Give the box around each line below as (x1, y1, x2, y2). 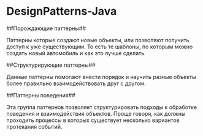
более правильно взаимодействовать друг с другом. (6, 80, 146, 87)
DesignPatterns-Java (6, 4, 117, 18)
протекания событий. (6, 123, 63, 130)
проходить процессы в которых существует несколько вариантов (6, 116, 180, 124)
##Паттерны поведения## (6, 91, 75, 99)
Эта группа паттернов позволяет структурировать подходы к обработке (6, 103, 197, 111)
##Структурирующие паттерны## (6, 61, 96, 69)
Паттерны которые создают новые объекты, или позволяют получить (6, 36, 190, 43)
